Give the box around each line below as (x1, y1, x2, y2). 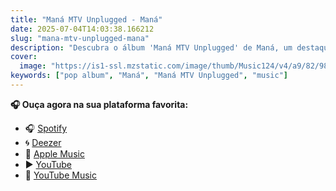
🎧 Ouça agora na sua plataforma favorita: (10, 98, 189, 110)
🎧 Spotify (24, 122, 68, 134)
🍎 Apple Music (24, 147, 85, 160)
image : (19, 61, 47, 71)
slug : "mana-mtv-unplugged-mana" (10, 33, 150, 43)
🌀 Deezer (24, 136, 62, 148)
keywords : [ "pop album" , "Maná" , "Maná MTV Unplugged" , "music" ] (10, 71, 289, 81)
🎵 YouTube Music (24, 169, 97, 181)
